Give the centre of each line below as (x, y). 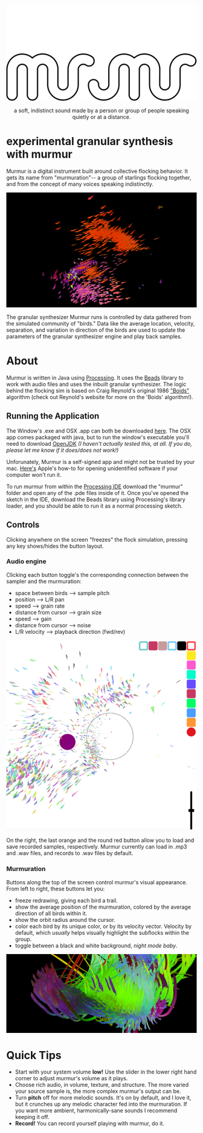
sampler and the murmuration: (44, 581)
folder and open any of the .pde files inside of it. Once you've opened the (98, 493)
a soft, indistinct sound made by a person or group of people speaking (101, 110)
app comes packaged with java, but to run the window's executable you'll (98, 437)
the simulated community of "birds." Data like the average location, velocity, (101, 323)
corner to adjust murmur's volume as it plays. (71, 1078)
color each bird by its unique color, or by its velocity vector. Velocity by (103, 926)
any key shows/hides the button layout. (55, 546)
